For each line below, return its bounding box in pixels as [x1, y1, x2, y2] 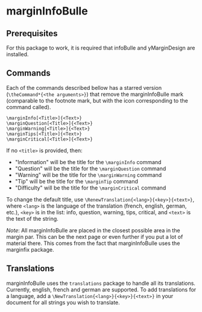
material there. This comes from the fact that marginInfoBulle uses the [6, 240, 180, 247]
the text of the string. [6, 215, 58, 222]
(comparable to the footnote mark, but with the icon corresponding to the [6, 97, 188, 104]
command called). [6, 103, 51, 110]
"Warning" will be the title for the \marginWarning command [14, 171, 162, 179]
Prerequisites [6, 28, 58, 39]
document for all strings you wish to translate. [6, 299, 121, 306]
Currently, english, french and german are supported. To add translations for [6, 285, 197, 293]
